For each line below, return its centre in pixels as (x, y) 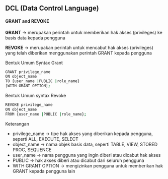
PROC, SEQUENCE (32, 150)
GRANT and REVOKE (27, 21)
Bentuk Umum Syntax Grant (34, 63)
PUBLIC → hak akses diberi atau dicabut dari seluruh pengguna (78, 160)
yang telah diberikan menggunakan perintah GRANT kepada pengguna (79, 53)
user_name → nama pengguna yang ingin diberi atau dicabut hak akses (87, 155)
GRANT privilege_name (28, 72)
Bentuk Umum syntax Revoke (36, 96)
